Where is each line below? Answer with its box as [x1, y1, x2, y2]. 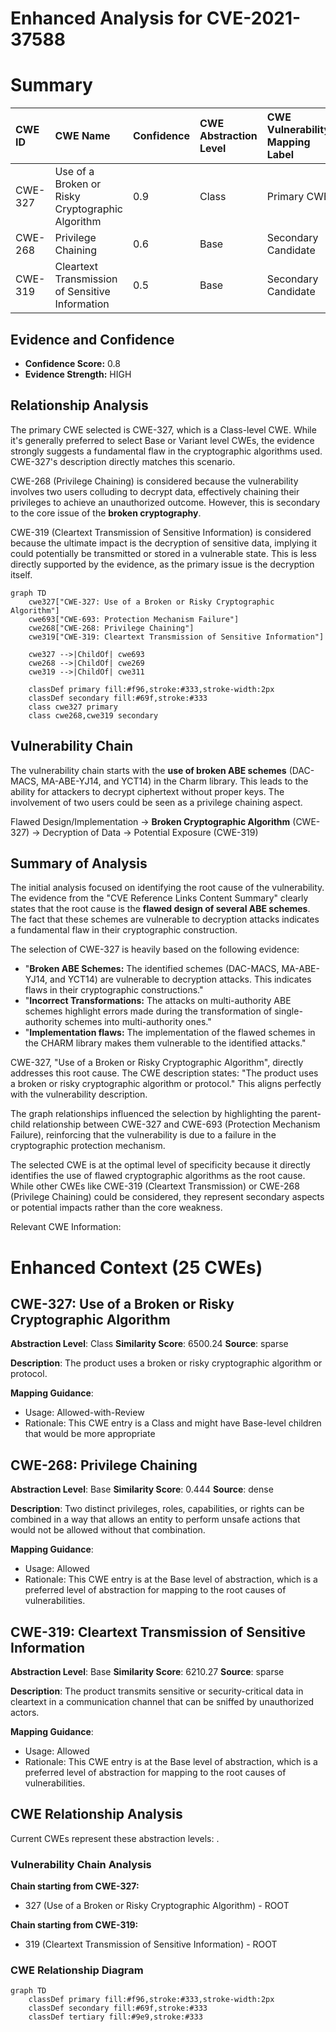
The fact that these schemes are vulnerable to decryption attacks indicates [10, 913, 320, 926]
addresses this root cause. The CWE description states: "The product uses [10, 1067, 319, 1079]
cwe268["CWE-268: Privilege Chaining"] [28, 623, 195, 633]
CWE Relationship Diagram [10, 1963, 144, 1977]
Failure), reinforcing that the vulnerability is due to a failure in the [10, 1129, 277, 1141]
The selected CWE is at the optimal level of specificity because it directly [10, 1159, 311, 1171]
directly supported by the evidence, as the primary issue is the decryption [10, 558, 315, 570]
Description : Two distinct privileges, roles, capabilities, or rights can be [10, 1503, 305, 1515]
